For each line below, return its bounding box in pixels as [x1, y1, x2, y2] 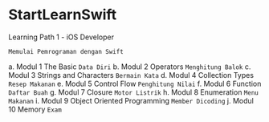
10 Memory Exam [8, 104, 62, 114]
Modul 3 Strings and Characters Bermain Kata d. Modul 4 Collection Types [8, 70, 255, 79]
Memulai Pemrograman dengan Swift [8, 47, 124, 55]
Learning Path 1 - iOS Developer [8, 32, 115, 42]
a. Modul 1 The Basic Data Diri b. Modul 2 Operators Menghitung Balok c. [8, 62, 251, 71]
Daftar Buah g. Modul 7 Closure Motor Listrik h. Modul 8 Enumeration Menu [8, 87, 259, 97]
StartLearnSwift [8, 6, 117, 24]
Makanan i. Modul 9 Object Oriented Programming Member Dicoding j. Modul [8, 96, 255, 105]
